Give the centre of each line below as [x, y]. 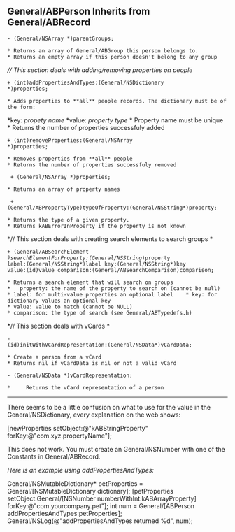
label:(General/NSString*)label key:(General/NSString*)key [97, 264]
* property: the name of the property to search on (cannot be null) [114, 288]
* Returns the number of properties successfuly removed [92, 165]
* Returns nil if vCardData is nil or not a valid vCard [92, 363]
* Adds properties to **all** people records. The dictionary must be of [117, 101]
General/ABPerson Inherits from [79, 12]
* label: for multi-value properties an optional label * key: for [112, 294]
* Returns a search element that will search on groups [90, 282]
